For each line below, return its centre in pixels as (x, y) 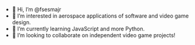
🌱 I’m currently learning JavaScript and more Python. (78, 29)
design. (22, 22)
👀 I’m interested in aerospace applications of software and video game (101, 16)
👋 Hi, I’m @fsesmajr (37, 9)
